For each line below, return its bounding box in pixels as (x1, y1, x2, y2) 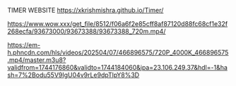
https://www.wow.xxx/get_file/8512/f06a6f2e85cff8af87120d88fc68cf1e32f (7, 20, 228, 27)
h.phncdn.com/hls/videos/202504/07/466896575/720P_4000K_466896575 (7, 49, 229, 56)
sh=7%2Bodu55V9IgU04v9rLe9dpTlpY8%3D (7, 70, 140, 79)
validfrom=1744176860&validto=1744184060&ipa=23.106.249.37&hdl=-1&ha (7, 63, 228, 71)
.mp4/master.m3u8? (7, 56, 66, 64)
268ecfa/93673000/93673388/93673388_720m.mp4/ (7, 27, 166, 35)
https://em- (7, 41, 41, 49)
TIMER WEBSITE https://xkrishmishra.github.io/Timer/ (7, 6, 164, 14)
